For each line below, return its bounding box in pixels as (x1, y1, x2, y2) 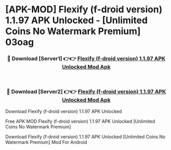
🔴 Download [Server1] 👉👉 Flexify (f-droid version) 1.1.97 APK (7, 55, 166, 62)
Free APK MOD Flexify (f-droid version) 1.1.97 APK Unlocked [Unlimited (5, 118, 156, 124)
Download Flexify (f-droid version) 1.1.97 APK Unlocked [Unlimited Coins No (5, 134, 166, 140)
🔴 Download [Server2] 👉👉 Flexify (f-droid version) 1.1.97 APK (6, 88, 166, 96)
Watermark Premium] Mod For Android (5, 139, 87, 145)
